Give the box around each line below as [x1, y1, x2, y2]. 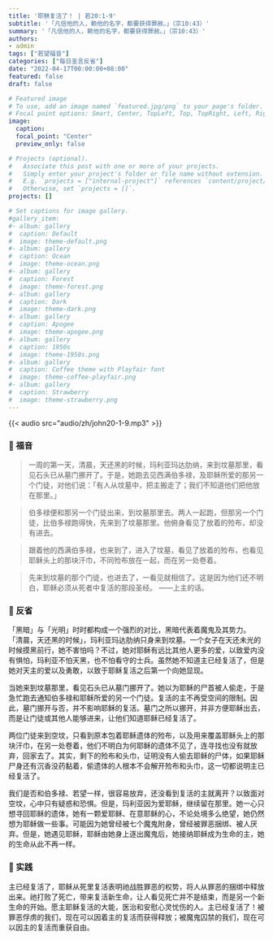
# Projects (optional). [8, 154, 89, 162]
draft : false [8, 80, 53, 88]
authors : [8, 34, 38, 43]
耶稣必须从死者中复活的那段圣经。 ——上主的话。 [42, 583, 209, 592]
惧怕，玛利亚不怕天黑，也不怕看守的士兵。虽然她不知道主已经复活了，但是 [15, 656, 265, 665]
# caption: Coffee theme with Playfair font [8, 366, 165, 374]
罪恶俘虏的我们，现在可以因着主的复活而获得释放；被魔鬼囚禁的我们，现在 [8, 912, 258, 922]
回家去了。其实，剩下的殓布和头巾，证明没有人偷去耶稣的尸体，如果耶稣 [22, 751, 265, 760]
